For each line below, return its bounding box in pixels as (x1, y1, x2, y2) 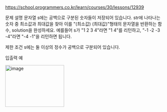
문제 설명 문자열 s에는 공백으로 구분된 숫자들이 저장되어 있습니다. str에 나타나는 (5, 15, 161, 21)
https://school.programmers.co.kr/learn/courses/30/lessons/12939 (5, 5, 144, 10)
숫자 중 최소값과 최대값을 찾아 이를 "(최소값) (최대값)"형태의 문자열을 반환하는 (5, 21, 157, 27)
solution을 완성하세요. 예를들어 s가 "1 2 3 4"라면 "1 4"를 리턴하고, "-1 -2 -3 (12, 27, 160, 33)
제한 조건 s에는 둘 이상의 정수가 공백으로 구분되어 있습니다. (5, 44, 120, 50)
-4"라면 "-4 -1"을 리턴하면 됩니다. (5, 34, 72, 39)
